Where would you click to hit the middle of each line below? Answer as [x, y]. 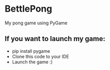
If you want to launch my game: [55, 39]
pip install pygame [31, 51]
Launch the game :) [32, 62]
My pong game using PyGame [36, 23]
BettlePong [29, 9]
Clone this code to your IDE [40, 56]
